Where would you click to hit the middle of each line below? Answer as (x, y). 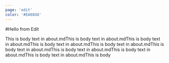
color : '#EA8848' (23, 15)
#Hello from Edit (22, 29)
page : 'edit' (19, 10)
